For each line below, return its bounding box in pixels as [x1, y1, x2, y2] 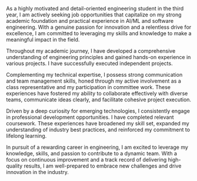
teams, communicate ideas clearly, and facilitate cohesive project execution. [6, 96, 192, 103]
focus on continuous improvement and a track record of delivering [6, 156, 167, 163]
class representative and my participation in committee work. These [6, 84, 171, 90]
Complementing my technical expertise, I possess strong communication [6, 71, 183, 78]
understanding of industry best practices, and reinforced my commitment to [6, 126, 190, 133]
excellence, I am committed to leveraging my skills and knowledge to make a [6, 30, 192, 37]
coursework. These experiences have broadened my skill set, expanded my [6, 120, 189, 127]
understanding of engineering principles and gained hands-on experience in [6, 54, 191, 60]
